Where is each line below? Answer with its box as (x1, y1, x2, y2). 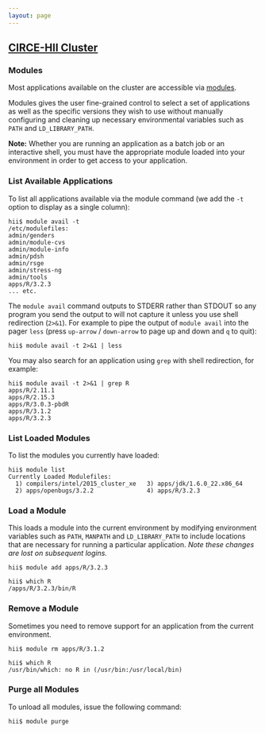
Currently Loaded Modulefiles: (8, 473, 112, 480)
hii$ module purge (8, 717, 69, 725)
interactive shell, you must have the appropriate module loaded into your (8, 148, 246, 157)
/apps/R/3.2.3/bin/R (8, 584, 77, 592)
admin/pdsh (8, 252, 44, 260)
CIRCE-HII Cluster (8, 41, 98, 55)
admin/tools (8, 273, 48, 281)
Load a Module (8, 505, 67, 516)
